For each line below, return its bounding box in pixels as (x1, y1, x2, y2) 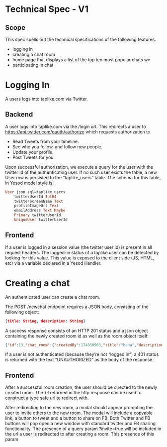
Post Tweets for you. (12, 154, 55, 160)
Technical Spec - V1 (5, 3, 88, 15)
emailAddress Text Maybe (14, 208, 66, 213)
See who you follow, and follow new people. (12, 143, 103, 150)
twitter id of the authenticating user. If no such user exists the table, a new (5, 169, 158, 175)
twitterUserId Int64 (14, 194, 57, 199)
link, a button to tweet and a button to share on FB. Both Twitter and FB (5, 415, 151, 421)
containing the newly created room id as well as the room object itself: (5, 333, 149, 339)
